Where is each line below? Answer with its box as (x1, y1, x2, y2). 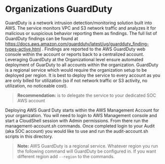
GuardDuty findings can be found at (5, 36, 78, 41)
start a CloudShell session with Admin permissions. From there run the (5, 118, 149, 123)
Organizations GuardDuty (5, 3, 113, 15)
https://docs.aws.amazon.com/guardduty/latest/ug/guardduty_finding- (5, 41, 149, 46)
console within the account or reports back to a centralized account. (5, 51, 144, 57)
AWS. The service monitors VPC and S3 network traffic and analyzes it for (5, 25, 157, 31)
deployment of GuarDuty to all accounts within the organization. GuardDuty (5, 62, 159, 68)
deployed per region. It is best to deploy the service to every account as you (5, 72, 161, 78)
